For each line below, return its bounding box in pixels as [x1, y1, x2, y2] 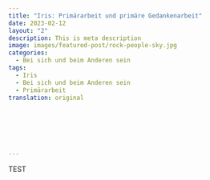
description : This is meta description [8, 34, 142, 42]
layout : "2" [8, 26, 48, 34]
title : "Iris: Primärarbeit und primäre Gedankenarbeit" [8, 11, 203, 20]
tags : [8, 64, 26, 72]
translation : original [8, 94, 84, 102]
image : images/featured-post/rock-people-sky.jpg [8, 42, 178, 50]
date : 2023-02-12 [8, 19, 67, 27]
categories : [8, 49, 48, 57]
